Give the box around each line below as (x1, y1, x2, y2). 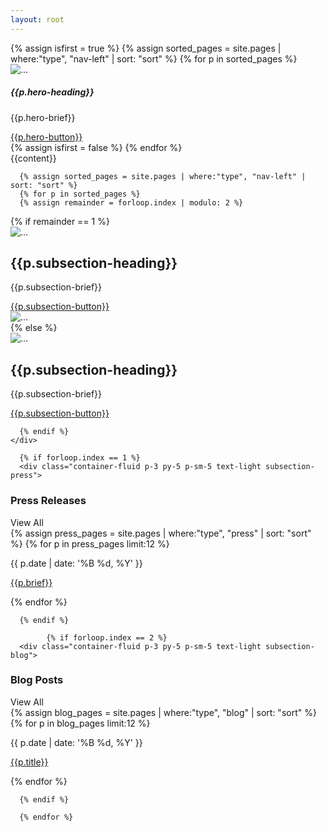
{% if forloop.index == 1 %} (19, 453, 141, 463)
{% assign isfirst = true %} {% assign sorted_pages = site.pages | (10, 42, 282, 54)
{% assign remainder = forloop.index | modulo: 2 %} (19, 197, 244, 208)
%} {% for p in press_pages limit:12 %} (10, 537, 170, 550)
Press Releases (10, 494, 87, 508)
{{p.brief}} (10, 576, 53, 588)
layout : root (10, 14, 65, 25)
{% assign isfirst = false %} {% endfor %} (10, 141, 183, 153)
